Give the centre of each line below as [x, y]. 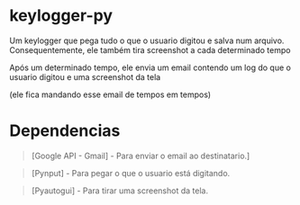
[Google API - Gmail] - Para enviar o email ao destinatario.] [141, 156]
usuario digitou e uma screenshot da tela [85, 76]
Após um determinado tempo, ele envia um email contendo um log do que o [150, 67]
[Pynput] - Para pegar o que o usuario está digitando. [131, 173]
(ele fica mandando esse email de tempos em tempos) [110, 94]
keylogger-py [61, 16]
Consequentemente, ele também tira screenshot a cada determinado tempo [150, 49]
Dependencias [65, 131]
